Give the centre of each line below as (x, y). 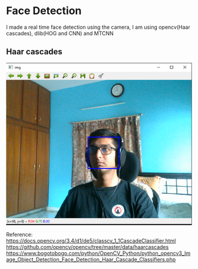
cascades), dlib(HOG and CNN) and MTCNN (60, 33)
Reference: (19, 235)
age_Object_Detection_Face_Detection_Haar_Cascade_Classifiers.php (91, 260)
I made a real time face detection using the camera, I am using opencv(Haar (98, 27)
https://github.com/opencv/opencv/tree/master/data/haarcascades (88, 247)
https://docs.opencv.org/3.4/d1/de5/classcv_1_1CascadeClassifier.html (91, 241)
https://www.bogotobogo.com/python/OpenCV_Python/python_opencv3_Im (98, 253)
